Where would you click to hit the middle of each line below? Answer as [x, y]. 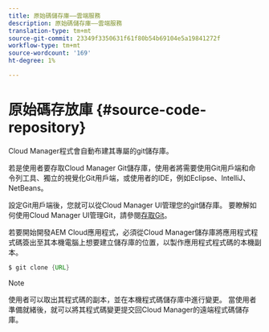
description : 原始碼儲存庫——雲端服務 [65, 23]
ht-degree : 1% [32, 61]
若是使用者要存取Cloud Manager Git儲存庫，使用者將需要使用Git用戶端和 [128, 168]
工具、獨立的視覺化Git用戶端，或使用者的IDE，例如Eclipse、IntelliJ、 [136, 178]
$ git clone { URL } [39, 267]
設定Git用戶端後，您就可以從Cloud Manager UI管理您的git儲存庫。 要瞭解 [129, 205]
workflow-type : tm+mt [45, 46]
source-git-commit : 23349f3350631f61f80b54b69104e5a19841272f [114, 38]
